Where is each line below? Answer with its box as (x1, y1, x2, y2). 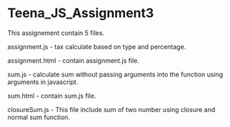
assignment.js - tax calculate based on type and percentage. (7, 42, 186, 51)
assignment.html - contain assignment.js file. (7, 56, 139, 65)
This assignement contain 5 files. (7, 29, 105, 37)
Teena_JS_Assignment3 (7, 5, 154, 21)
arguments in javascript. (7, 77, 79, 86)
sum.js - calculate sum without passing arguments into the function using (7, 70, 224, 78)
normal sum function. (7, 113, 70, 121)
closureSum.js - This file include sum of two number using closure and (7, 105, 216, 113)
